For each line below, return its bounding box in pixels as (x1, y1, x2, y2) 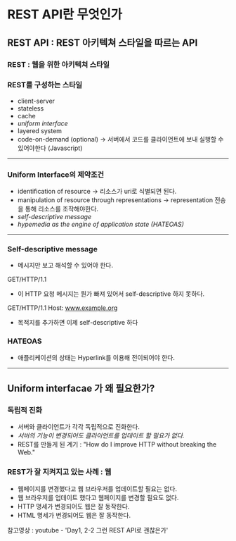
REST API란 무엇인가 (7, 6, 123, 23)
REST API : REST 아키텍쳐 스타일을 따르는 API (7, 37, 198, 49)
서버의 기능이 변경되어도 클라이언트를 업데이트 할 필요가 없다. (17, 431, 185, 440)
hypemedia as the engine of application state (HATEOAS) (17, 220, 185, 229)
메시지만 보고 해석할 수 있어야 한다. (17, 261, 114, 270)
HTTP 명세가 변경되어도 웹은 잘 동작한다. (17, 502, 130, 511)
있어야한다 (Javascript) (17, 144, 83, 152)
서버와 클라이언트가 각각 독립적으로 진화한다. (17, 423, 140, 431)
